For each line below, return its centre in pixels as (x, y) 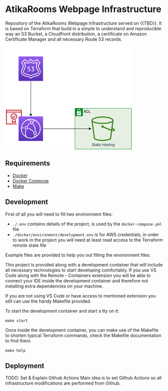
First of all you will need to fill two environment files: (59, 214)
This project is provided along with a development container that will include (84, 264)
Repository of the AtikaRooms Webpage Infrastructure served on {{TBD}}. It (83, 23)
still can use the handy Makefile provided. (48, 301)
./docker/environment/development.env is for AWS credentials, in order (86, 234)
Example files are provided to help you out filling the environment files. (78, 255)
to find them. (18, 341)
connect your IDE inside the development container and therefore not (77, 280)
